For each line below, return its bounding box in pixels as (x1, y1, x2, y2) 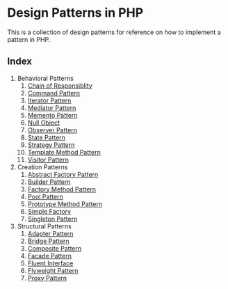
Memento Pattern (27, 111, 78, 119)
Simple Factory (27, 207, 72, 215)
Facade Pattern (27, 251, 72, 260)
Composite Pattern (27, 244, 82, 252)
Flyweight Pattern (27, 266, 79, 274)
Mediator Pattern (27, 103, 76, 112)
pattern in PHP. (7, 35, 51, 43)
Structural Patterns (17, 221, 72, 231)
